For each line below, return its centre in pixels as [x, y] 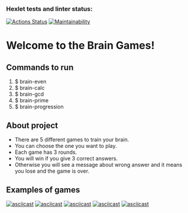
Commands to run [40, 67]
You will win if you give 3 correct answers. [66, 159]
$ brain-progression [39, 107]
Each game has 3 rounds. [46, 152]
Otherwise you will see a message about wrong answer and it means [98, 165]
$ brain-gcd [29, 94]
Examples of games [43, 190]
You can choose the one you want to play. [66, 146]
